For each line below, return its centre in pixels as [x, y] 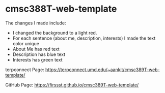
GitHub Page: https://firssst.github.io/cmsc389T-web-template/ [72, 85]
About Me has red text [36, 49]
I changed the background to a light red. [55, 33]
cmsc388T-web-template [61, 9]
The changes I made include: [36, 23]
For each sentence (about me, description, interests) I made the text [84, 38]
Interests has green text [37, 59]
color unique [26, 43]
